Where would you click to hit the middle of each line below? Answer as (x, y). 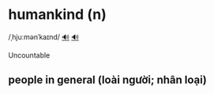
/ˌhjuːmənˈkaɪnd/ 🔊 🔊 (43, 36)
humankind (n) (57, 15)
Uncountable (29, 55)
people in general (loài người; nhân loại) (107, 80)
